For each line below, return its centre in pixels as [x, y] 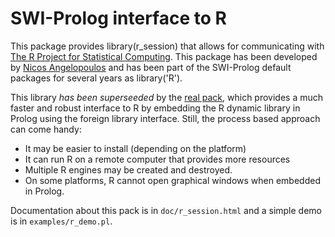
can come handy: [46, 129]
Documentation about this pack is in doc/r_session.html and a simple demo [166, 210]
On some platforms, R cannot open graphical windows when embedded [172, 180]
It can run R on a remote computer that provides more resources [157, 159]
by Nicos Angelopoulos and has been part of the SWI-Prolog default [151, 67]
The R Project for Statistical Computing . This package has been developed [164, 56]
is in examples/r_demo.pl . [61, 221]
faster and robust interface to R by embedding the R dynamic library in [155, 108]
